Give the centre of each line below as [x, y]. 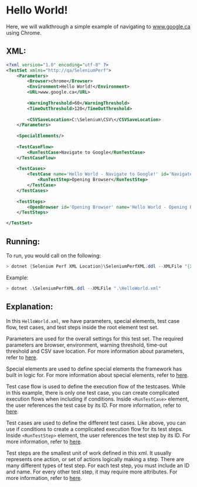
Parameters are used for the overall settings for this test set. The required [95, 338]
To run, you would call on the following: [54, 255]
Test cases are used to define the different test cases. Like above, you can [96, 423]
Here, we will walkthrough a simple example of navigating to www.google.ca [98, 26]
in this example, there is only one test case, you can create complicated [93, 392]
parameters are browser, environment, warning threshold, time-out [87, 345]
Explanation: [30, 307]
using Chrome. [24, 32]
